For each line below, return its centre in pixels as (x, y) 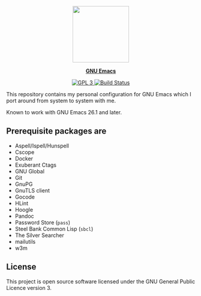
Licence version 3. (29, 288)
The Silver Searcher (39, 235)
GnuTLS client (32, 190)
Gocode (25, 197)
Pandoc (24, 216)
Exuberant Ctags (36, 165)
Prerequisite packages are (56, 131)
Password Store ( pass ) (43, 222)
